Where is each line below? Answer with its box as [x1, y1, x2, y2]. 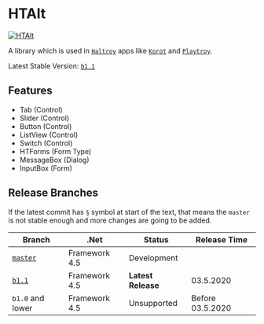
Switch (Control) [19, 138, 73, 148]
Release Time [195, 234, 247, 245]
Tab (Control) [19, 105, 63, 114]
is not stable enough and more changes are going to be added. [8, 215, 212, 225]
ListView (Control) [19, 130, 79, 139]
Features [8, 84, 53, 98]
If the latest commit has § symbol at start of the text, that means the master [8, 207, 250, 216]
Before [191, 293, 216, 304]
